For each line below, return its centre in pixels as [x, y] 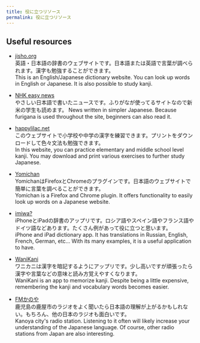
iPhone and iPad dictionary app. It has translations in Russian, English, [101, 235]
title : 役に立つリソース [34, 12]
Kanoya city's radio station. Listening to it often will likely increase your [102, 321]
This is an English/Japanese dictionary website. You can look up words [102, 77]
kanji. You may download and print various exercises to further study [100, 156]
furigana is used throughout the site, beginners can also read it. [93, 117]
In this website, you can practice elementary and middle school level [99, 150]
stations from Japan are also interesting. [65, 334]
